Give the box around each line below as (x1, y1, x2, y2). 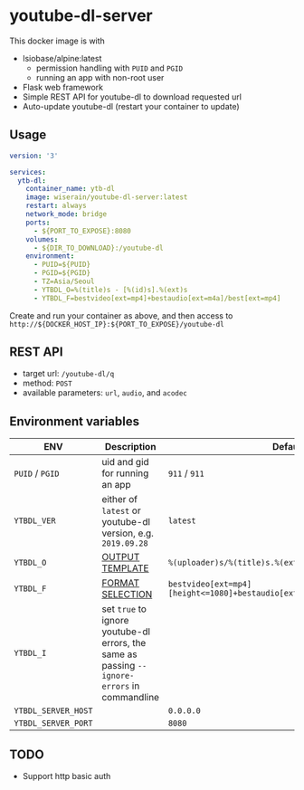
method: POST (22, 377, 72, 389)
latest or (101, 504, 142, 517)
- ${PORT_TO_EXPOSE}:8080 (33, 226, 131, 235)
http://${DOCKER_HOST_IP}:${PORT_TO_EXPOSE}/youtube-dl (9, 319, 224, 328)
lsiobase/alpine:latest (22, 52, 102, 63)
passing (101, 660, 136, 672)
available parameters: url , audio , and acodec (22, 387, 188, 398)
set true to (101, 603, 147, 615)
